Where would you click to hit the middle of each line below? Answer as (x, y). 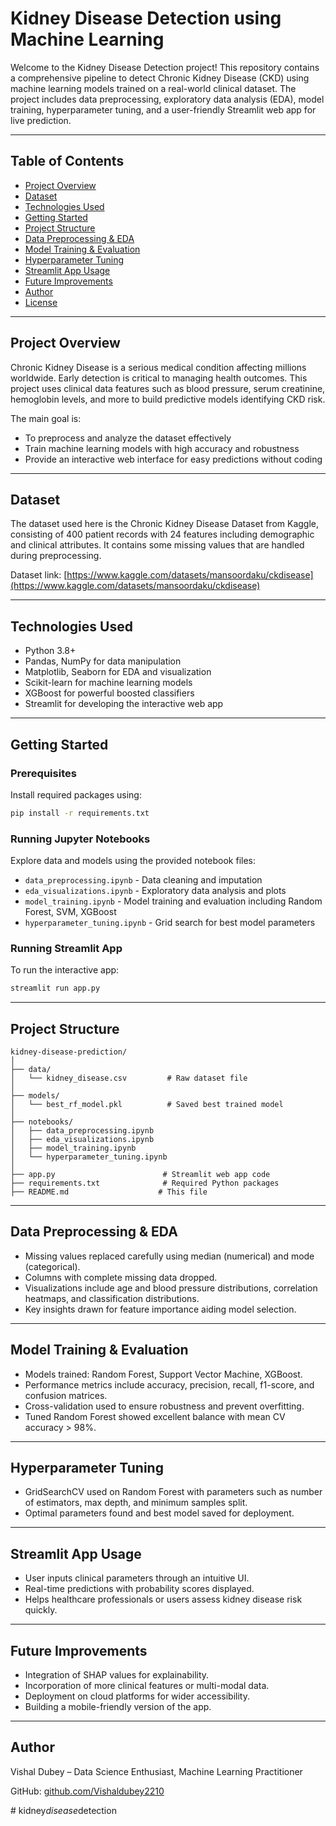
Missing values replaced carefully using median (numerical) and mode (169, 1256)
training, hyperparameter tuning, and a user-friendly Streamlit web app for (163, 109)
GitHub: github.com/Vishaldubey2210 (87, 1791)
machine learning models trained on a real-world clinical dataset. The (153, 88)
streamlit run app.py (55, 988)
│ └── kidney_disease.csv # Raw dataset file (129, 1078)
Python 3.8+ (50, 651)
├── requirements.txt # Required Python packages (145, 1183)
